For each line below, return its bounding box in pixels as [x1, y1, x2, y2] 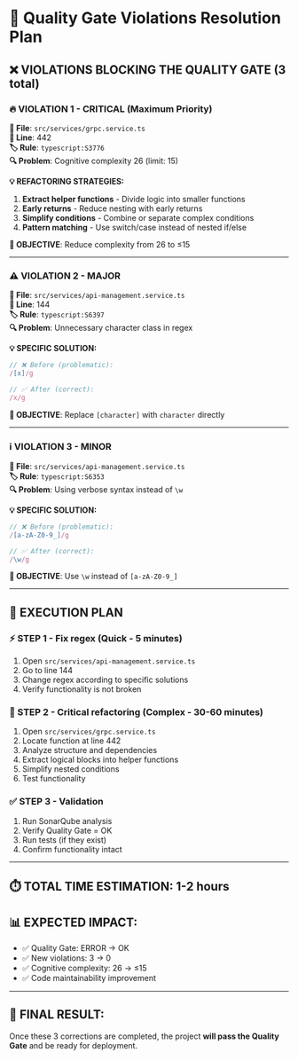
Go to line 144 [21, 665, 74, 676]
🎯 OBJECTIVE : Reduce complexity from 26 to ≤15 [9, 239, 191, 249]
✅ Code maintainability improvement [21, 972, 157, 983]
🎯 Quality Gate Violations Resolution [9, 8, 281, 28]
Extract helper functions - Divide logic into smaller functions [21, 193, 246, 204]
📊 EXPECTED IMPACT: [9, 915, 137, 930]
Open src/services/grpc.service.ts [21, 726, 156, 737]
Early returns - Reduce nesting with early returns [21, 203, 203, 214]
